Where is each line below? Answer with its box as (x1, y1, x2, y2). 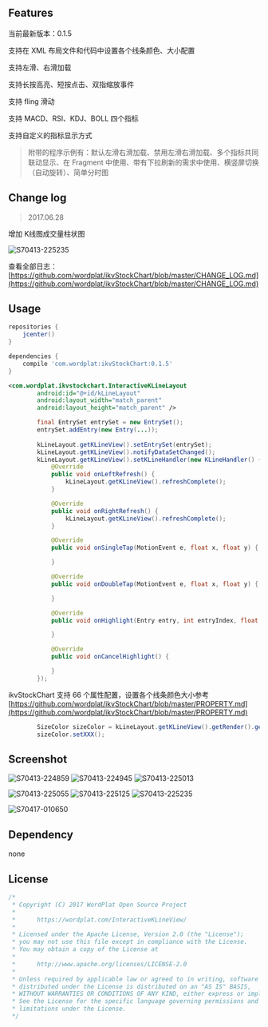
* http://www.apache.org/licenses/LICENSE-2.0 (11, 960, 187, 968)
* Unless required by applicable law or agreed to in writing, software (11, 975, 259, 983)
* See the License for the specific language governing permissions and (11, 997, 259, 1005)
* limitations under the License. (11, 1005, 127, 1013)
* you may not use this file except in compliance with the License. (11, 938, 248, 946)
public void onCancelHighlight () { (50, 653, 170, 661)
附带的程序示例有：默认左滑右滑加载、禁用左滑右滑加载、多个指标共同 (27, 147, 259, 157)
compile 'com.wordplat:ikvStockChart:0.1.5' (22, 360, 173, 368)
